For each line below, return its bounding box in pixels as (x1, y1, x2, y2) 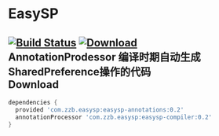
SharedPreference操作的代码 (8, 64, 151, 79)
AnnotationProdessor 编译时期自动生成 (8, 50, 202, 64)
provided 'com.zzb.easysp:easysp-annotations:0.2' (15, 105, 184, 114)
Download (8, 78, 59, 91)
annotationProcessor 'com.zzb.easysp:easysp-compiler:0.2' (15, 113, 213, 121)
